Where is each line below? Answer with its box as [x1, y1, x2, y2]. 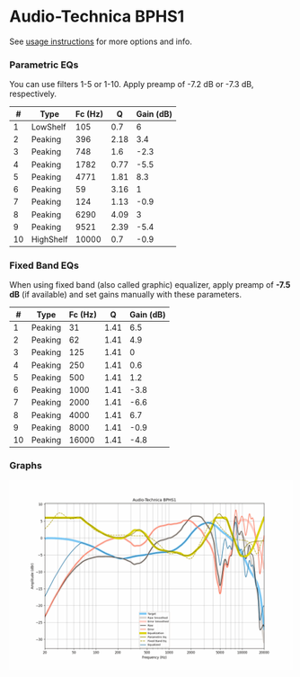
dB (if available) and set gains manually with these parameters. [9, 290, 243, 300]
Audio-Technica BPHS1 [9, 6, 185, 27]
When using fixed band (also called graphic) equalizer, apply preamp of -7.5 [9, 280, 291, 290]
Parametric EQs [9, 58, 79, 71]
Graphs [9, 459, 42, 472]
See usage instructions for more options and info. [9, 36, 193, 47]
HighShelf [31, 234, 68, 245]
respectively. [9, 88, 57, 100]
